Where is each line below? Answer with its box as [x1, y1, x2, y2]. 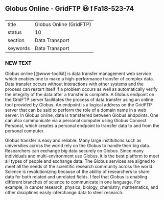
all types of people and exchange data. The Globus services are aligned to [5, 158, 155, 164]
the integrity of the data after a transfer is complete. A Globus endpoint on [5, 92, 155, 98]
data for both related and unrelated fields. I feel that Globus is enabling [5, 174, 148, 180]
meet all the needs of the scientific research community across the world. [5, 164, 154, 170]
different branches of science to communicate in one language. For [5, 179, 141, 185]
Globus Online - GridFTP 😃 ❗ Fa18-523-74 [5, 4, 134, 13]
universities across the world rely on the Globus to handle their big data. [5, 143, 150, 149]
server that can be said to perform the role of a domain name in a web [5, 107, 146, 113]
